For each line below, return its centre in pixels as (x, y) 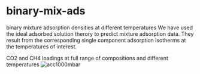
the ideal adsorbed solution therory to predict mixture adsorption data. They (100, 33)
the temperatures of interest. (42, 47)
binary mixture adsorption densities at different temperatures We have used (100, 27)
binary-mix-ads (46, 11)
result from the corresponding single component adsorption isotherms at (96, 40)
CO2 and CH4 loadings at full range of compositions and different (87, 58)
